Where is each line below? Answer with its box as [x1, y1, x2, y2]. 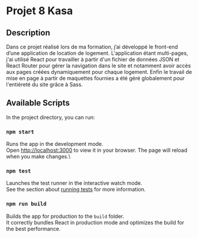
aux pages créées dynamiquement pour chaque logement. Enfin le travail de [6, 69, 192, 75]
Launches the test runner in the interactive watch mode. [6, 180, 143, 187]
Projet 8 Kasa [6, 4, 73, 18]
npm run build [6, 201, 47, 207]
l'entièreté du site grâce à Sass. [6, 81, 83, 88]
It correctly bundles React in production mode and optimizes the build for [6, 219, 184, 226]
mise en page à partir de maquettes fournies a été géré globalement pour [6, 75, 185, 81]
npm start [6, 128, 34, 135]
